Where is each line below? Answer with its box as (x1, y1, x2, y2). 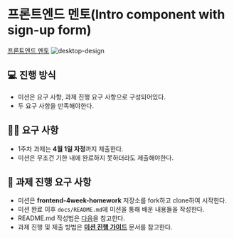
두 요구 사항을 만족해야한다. (17, 101, 95, 110)
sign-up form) (7, 22, 92, 38)
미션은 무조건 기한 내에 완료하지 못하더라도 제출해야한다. (17, 153, 174, 162)
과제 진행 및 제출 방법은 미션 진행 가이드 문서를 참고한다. (17, 223, 173, 232)
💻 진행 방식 (7, 69, 56, 82)
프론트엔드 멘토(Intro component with (7, 6, 225, 23)
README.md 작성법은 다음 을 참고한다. (17, 214, 126, 222)
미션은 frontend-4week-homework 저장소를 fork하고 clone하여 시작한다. (17, 196, 228, 205)
